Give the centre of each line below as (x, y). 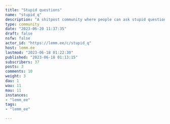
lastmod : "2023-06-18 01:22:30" (39, 52)
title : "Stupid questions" (34, 10)
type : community (22, 24)
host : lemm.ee (20, 48)
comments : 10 (19, 72)
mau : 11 (13, 90)
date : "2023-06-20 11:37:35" (36, 29)
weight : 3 (16, 76)
